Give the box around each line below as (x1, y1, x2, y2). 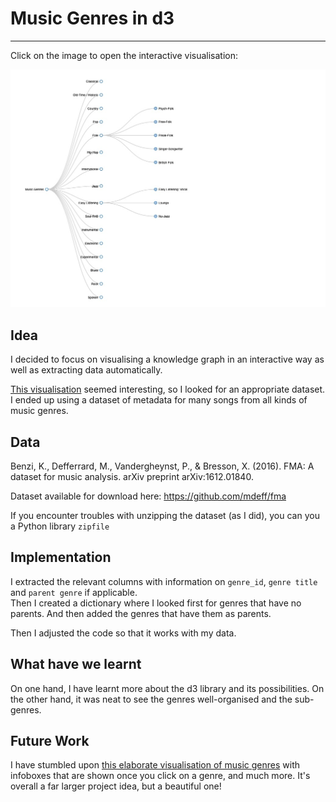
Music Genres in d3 (10, 7, 175, 30)
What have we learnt (10, 656, 142, 673)
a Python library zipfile (10, 520, 110, 532)
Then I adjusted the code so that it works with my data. (10, 627, 237, 639)
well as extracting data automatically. (10, 364, 163, 376)
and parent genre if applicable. (10, 586, 138, 598)
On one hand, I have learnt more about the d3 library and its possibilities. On (10, 682, 325, 694)
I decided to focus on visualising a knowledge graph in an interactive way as (10, 353, 325, 366)
